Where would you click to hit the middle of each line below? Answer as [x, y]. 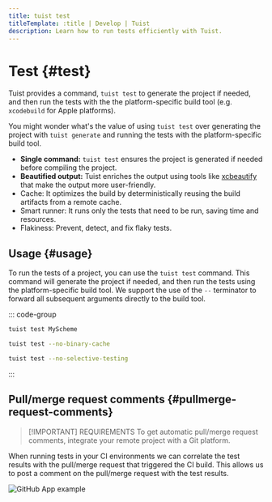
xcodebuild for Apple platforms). [62, 111]
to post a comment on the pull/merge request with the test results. [119, 473]
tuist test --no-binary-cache [59, 344]
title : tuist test [39, 16]
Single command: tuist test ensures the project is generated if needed [141, 160]
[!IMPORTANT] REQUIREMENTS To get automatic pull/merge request [143, 432]
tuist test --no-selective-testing [68, 358]
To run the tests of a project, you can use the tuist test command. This [129, 273]
